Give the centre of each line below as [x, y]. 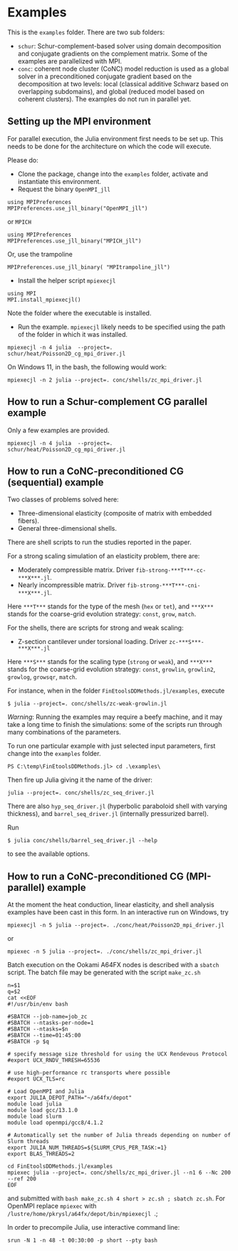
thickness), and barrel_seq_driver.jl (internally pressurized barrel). [108, 814]
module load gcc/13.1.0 [43, 1110]
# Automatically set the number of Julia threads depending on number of [119, 1135]
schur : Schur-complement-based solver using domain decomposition [119, 46]
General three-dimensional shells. [67, 529]
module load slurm [35, 1117]
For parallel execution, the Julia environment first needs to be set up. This [115, 138]
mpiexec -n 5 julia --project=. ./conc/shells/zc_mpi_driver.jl [105, 952]
